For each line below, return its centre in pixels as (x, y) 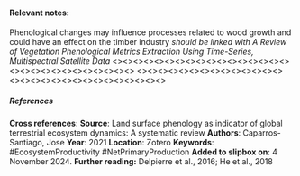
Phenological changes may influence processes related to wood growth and (150, 32)
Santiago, (27, 143)
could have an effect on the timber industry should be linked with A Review (148, 42)
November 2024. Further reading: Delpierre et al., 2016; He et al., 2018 (141, 162)
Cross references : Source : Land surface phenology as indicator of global (146, 123)
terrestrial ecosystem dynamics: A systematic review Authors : (125, 133)
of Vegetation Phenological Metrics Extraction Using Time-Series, (132, 52)
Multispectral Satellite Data (60, 61)
